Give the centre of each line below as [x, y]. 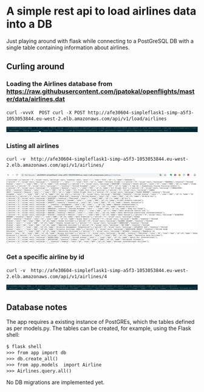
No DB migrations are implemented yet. [56, 382]
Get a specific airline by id [46, 257]
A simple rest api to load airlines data [101, 11]
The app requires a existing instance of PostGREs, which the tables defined [100, 322]
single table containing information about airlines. [68, 47]
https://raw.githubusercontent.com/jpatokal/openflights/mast [100, 91]
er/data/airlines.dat [36, 99]
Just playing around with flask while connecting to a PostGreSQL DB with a [100, 41]
